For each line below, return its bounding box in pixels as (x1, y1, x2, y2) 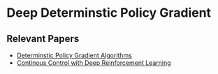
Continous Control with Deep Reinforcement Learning (16, 59, 172, 67)
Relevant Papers (6, 33, 80, 45)
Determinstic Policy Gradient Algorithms (16, 51, 132, 59)
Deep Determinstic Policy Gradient (6, 5, 211, 21)
